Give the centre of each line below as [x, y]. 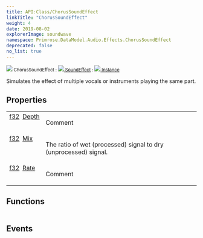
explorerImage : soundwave [39, 35]
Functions [26, 201]
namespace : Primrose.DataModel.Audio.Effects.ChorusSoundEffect [89, 40]
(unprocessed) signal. [77, 152]
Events [20, 229]
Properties [27, 100]
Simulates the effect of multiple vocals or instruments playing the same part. [101, 81]
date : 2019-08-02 [28, 29]
